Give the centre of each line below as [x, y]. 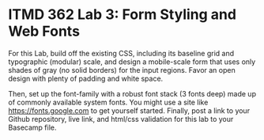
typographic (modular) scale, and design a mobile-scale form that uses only [132, 62]
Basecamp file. [32, 127]
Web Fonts [44, 31]
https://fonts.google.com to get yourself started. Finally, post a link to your [129, 110]
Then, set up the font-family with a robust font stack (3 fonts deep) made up [132, 93]
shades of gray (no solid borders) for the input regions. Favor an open [122, 70]
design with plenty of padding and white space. [86, 78]
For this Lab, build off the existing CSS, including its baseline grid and [121, 53]
